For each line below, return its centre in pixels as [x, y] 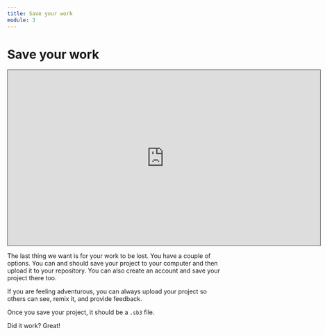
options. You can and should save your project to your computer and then [112, 264]
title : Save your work [40, 14]
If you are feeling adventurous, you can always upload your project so [107, 291]
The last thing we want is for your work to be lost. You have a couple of [109, 256]
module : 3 [22, 20]
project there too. [32, 278]
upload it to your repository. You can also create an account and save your [114, 270]
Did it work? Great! [34, 326]
